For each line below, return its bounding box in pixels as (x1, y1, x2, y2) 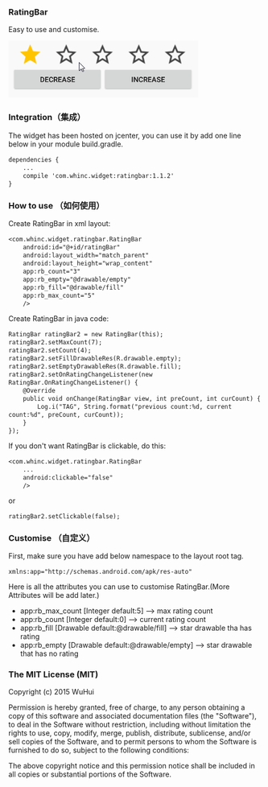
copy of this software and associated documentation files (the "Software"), (8, 711, 258, 721)
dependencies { (8, 155, 60, 163)
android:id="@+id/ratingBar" (23, 243, 121, 251)
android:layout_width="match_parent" (23, 251, 150, 259)
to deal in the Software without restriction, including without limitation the (8, 719, 251, 730)
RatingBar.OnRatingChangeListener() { (8, 378, 138, 386)
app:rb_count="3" (23, 267, 81, 275)
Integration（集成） (8, 112, 86, 123)
